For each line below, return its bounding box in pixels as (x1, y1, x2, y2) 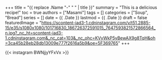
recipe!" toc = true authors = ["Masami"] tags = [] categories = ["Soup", (5, 10, 148, 15)
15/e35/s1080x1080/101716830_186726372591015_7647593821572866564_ (5, 25, 156, 31)
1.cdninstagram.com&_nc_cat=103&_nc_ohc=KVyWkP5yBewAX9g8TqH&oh (5, 35, 156, 41)
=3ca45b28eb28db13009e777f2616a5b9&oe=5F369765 (5, 40, 118, 46)
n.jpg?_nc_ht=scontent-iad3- (5, 30, 63, 36)
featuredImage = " (5, 20, 42, 25)
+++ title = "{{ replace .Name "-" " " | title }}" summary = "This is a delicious (5, 5, 158, 10)
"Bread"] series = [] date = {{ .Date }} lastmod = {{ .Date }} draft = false (5, 15, 147, 20)
